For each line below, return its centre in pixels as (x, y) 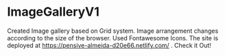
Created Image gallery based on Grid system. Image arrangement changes (113, 31)
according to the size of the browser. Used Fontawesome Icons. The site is (113, 38)
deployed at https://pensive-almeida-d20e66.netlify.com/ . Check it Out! (109, 45)
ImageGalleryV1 (53, 12)
